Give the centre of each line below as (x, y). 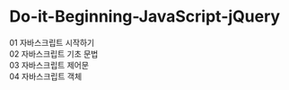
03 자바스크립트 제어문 (49, 65)
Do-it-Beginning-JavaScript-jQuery (145, 17)
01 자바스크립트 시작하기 (52, 42)
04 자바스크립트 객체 (46, 76)
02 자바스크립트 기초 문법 (54, 54)
